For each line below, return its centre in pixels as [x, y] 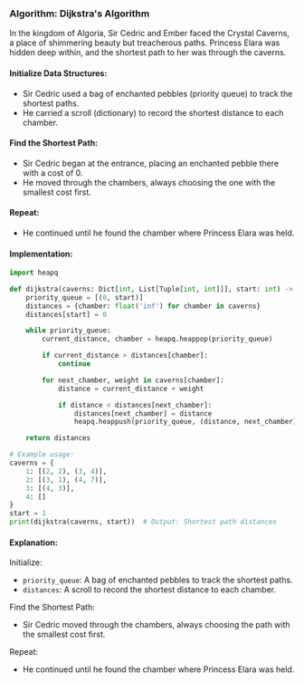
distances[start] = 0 [66, 314]
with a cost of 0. [52, 173]
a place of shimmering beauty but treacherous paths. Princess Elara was [145, 43]
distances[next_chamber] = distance [143, 413]
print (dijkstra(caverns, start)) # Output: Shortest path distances [143, 522]
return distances [58, 438]
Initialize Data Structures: [58, 73]
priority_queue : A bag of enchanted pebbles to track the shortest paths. [157, 580]
